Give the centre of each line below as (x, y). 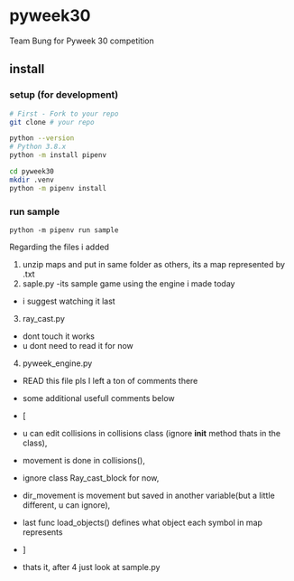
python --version (42, 138)
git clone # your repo (52, 122)
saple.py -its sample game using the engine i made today (129, 283)
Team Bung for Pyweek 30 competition (82, 41)
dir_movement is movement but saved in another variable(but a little (148, 495)
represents (42, 532)
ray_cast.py (44, 318)
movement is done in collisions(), (84, 460)
